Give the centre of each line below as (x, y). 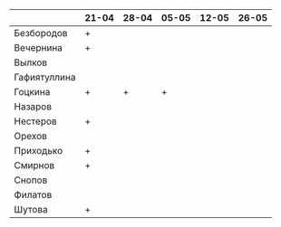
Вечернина (39, 47)
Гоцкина (32, 92)
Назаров (33, 106)
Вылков (31, 62)
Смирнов (34, 165)
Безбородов (41, 33)
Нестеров (35, 121)
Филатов (33, 195)
